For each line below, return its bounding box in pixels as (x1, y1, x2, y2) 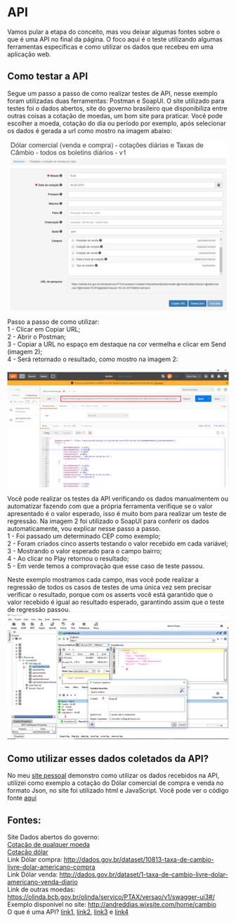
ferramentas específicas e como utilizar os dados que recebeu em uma (7, 42, 214, 51)
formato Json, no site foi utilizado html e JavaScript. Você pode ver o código (7, 786, 229, 795)
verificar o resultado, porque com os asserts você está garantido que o (7, 590, 214, 598)
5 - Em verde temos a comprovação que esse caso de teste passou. (7, 561, 205, 570)
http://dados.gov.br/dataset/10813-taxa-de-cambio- (63, 855, 214, 864)
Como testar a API (7, 70, 88, 82)
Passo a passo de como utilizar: (7, 318, 100, 326)
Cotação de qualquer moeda (7, 841, 90, 849)
